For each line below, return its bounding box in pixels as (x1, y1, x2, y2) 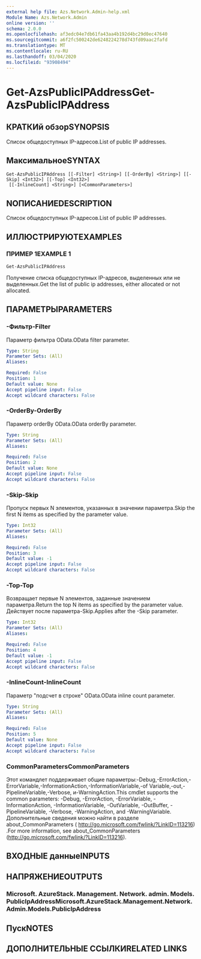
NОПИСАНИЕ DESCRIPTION (6, 198, 112, 209)
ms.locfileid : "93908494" (6, 59, 71, 65)
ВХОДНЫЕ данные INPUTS (6, 851, 110, 861)
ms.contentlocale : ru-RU (6, 48, 68, 54)
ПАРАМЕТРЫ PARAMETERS (6, 304, 112, 315)
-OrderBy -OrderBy (6, 406, 62, 415)
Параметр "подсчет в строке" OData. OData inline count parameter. (6, 691, 175, 699)
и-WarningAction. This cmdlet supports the (73, 788, 178, 796)
